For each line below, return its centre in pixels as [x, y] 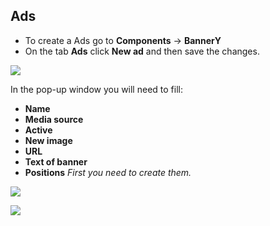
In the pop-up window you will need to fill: [96, 89]
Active [38, 130]
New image [48, 140]
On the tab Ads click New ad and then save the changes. [142, 51]
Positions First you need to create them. [108, 172]
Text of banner [56, 161]
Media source [54, 119]
